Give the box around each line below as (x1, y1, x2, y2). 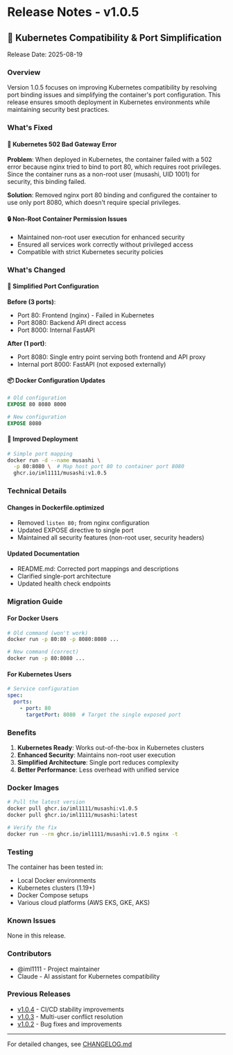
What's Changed (7, 265, 66, 274)
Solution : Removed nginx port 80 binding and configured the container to (7, 191, 218, 199)
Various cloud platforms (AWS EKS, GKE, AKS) (17, 898, 150, 906)
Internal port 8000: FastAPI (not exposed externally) (17, 360, 166, 368)
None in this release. (7, 931, 66, 940)
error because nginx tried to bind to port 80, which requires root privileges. (7, 163, 222, 171)
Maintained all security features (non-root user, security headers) (17, 533, 205, 542)
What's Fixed (7, 123, 53, 133)
